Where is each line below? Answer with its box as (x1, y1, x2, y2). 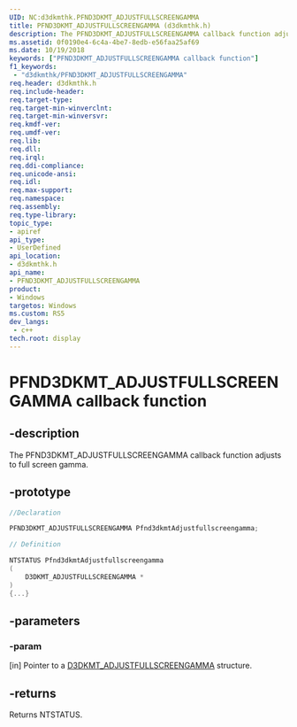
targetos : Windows (9, 301, 77, 310)
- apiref (9, 227, 42, 236)
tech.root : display (9, 334, 81, 343)
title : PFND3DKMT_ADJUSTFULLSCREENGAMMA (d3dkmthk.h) (9, 21, 212, 30)
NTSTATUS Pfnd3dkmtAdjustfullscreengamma (9, 556, 164, 565)
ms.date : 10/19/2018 (9, 46, 86, 55)
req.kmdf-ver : (9, 120, 62, 129)
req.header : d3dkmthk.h (9, 79, 97, 88)
